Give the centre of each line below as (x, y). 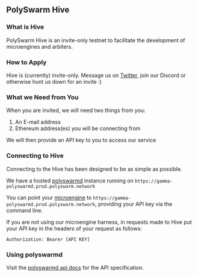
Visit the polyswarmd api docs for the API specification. (75, 267)
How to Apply (26, 62)
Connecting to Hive (35, 156)
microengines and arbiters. (40, 46)
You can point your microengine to (49, 198)
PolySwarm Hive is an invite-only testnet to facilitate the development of (96, 40)
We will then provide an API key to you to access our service (81, 140)
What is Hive (25, 27)
